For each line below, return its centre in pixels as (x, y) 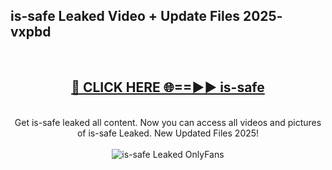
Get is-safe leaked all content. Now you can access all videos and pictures (168, 122)
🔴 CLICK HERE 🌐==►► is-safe (168, 87)
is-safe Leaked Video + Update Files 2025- (146, 16)
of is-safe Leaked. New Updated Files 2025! (168, 133)
